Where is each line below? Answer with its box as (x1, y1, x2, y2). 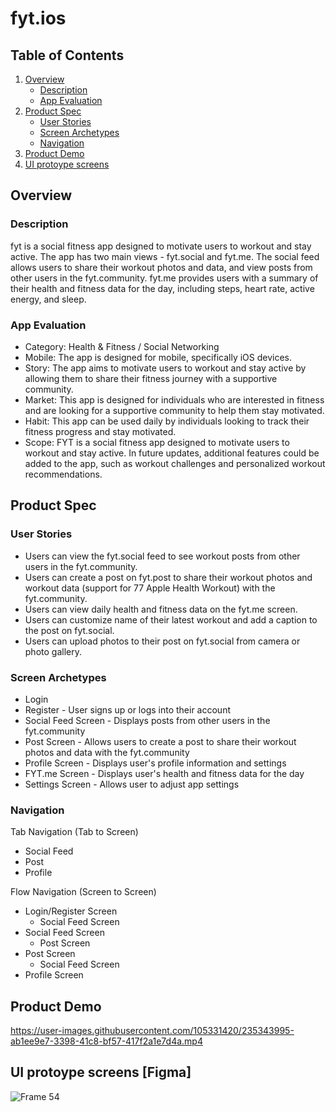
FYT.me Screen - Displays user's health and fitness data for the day (24, 767, 305, 779)
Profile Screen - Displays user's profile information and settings (24, 757, 287, 769)
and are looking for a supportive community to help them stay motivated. (24, 404, 325, 416)
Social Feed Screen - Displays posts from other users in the (24, 714, 271, 726)
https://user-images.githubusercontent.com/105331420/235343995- (10, 1025, 295, 1037)
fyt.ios (10, 7, 67, 30)
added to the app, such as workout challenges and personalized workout (24, 457, 326, 469)
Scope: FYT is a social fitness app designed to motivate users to (24, 436, 290, 448)
